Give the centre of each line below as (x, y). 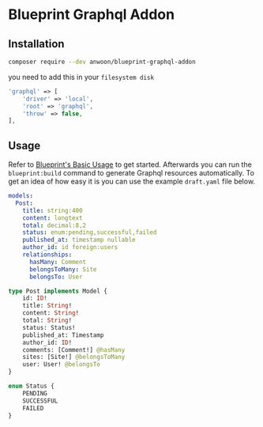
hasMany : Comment (58, 262)
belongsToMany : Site (63, 269)
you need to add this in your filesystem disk (81, 77)
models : (21, 196)
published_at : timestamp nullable (79, 240)
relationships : (47, 255)
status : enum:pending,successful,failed (90, 232)
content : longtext (53, 218)
